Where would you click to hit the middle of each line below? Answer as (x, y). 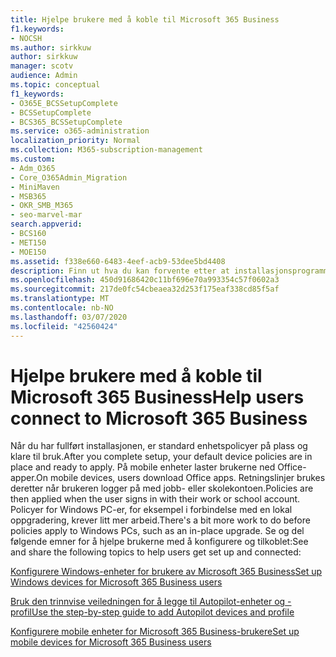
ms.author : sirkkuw (51, 47)
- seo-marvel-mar (46, 215)
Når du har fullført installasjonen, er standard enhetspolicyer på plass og (159, 446)
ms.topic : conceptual (55, 85)
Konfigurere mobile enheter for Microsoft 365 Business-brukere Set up (155, 632)
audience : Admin (44, 76)
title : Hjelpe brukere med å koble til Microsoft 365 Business (145, 19)
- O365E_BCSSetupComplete (64, 103)
